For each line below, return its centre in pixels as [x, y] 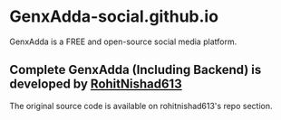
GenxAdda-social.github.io [114, 17]
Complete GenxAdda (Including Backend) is [136, 70]
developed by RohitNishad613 [96, 84]
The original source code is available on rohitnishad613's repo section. [141, 106]
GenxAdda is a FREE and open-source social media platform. [123, 42]
